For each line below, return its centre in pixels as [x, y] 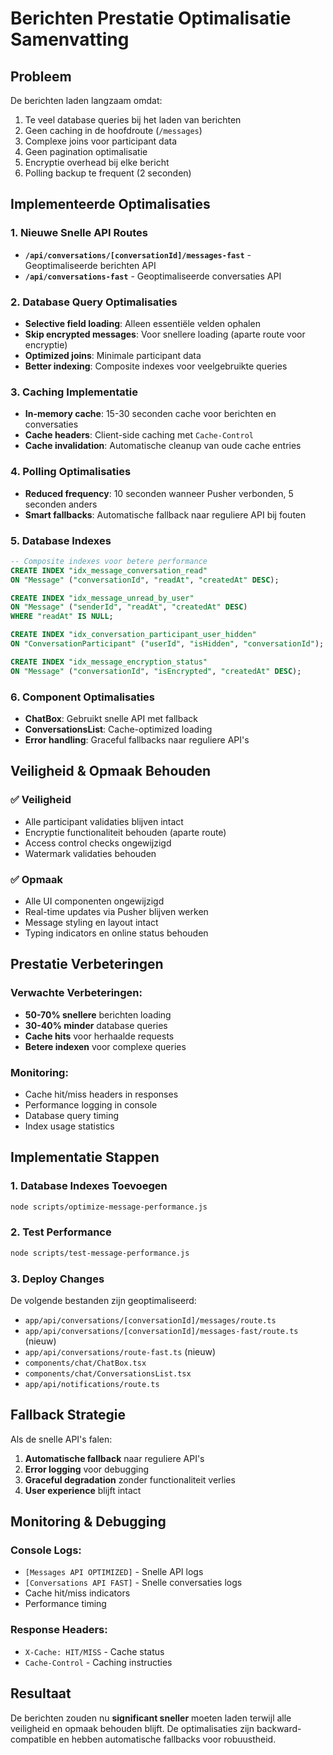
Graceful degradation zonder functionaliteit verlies [130, 1479]
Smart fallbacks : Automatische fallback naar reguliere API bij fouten [165, 514]
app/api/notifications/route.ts [92, 1384]
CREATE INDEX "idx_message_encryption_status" [109, 662]
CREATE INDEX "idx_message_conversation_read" [109, 570]
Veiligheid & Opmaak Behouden [111, 771]
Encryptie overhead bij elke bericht [97, 162]
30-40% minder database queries [96, 1025]
